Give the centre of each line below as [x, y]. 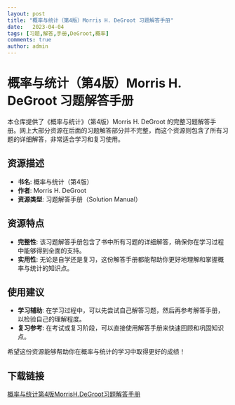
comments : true [29, 40]
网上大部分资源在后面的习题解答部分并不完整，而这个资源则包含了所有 [121, 130]
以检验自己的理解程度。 [51, 319]
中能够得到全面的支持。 [51, 251]
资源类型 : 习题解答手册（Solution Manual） [79, 199]
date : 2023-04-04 [36, 27]
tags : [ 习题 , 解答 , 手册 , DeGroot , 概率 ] [58, 33]
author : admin [28, 46]
